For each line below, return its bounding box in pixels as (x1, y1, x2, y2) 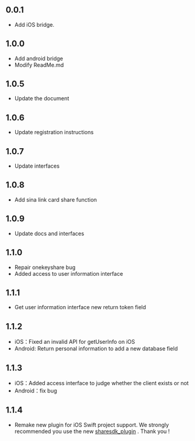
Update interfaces (14, 162, 60, 169)
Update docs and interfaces (14, 230, 84, 237)
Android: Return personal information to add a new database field (14, 345, 178, 352)
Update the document (14, 95, 70, 102)
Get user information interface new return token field (14, 304, 147, 311)
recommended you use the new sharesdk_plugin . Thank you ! (14, 428, 170, 435)
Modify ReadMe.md (14, 61, 64, 69)
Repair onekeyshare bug (14, 264, 76, 271)
